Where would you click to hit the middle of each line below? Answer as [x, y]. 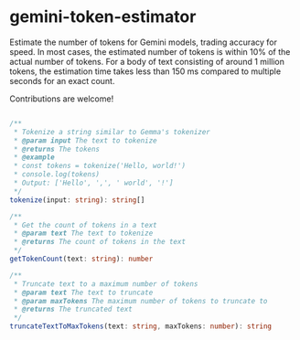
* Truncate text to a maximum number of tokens [106, 284]
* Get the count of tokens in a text [85, 225]
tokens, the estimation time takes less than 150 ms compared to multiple [145, 71]
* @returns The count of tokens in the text [99, 242]
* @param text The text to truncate [83, 292]
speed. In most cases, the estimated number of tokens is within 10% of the [150, 51]
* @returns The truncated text [73, 309]
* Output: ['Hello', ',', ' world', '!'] [93, 183]
